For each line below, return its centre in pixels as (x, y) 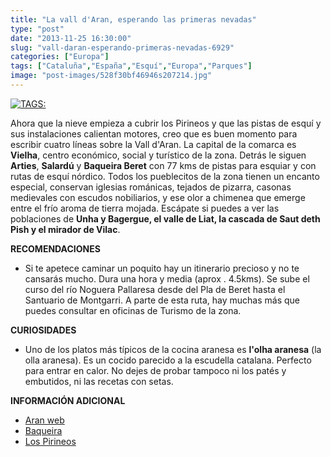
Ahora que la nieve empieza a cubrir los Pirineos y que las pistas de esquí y (166, 123)
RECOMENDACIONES (55, 248)
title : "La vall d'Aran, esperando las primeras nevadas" (133, 19)
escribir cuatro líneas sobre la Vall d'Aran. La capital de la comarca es (153, 144)
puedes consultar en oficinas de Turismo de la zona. (133, 310)
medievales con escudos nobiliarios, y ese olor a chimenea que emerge (158, 197)
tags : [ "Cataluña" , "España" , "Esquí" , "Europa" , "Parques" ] (131, 66)
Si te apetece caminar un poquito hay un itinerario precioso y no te (162, 268)
